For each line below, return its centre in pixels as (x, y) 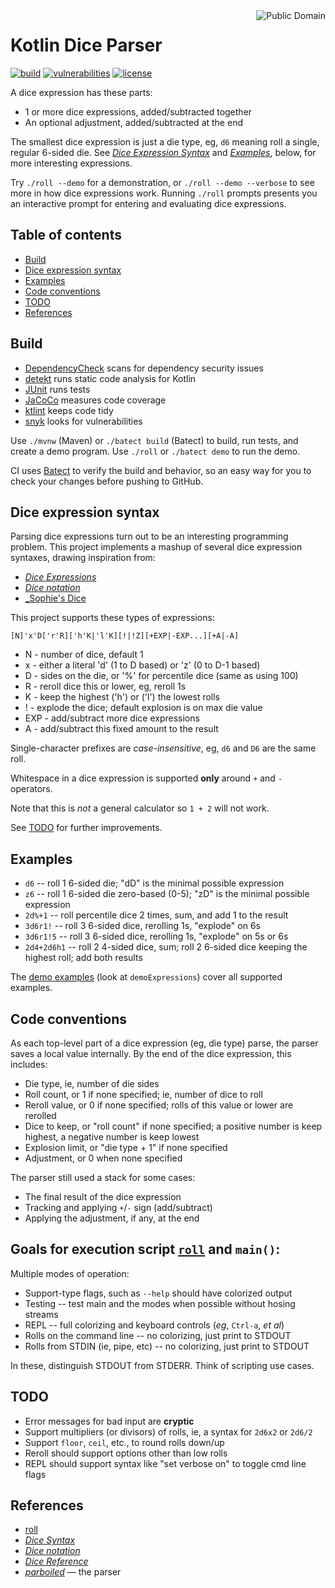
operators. (31, 789)
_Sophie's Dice (55, 598)
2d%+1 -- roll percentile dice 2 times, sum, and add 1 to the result (156, 915)
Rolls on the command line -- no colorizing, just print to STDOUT (158, 1335)
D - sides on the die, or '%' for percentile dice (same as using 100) (161, 676)
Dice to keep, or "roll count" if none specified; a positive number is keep (173, 1126)
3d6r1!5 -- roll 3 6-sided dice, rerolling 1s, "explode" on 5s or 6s (156, 936)
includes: (29, 1064)
